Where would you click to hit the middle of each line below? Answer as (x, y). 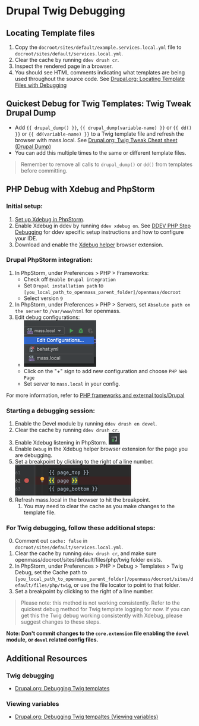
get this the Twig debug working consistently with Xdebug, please (102, 616)
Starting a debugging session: (50, 411)
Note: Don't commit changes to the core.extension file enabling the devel (98, 633)
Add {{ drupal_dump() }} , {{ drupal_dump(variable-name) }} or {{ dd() (103, 127)
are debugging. (33, 455)
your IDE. (26, 238)
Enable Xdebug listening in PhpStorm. (61, 443)
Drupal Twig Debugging (66, 11)
